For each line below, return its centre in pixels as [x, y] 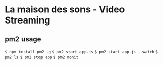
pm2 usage [23, 39]
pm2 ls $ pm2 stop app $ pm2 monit [42, 57]
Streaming [27, 20]
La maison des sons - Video [65, 9]
